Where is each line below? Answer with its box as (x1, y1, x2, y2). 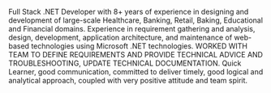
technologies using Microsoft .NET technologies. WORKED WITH (31, 41, 247, 51)
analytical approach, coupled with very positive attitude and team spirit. (8, 76, 248, 85)
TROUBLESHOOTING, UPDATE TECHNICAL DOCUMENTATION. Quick (8, 58, 242, 68)
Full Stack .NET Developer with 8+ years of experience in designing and (8, 7, 249, 16)
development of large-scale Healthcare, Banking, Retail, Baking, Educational (8, 15, 264, 25)
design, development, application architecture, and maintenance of (8, 32, 233, 42)
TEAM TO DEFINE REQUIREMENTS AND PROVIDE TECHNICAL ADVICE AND (8, 50, 264, 59)
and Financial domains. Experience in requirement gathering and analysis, (8, 24, 256, 33)
